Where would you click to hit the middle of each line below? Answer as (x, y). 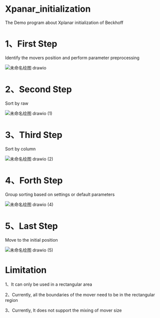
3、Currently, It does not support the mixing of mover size (63, 310)
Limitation (26, 270)
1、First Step (31, 44)
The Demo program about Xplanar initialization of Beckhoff (64, 23)
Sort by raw (17, 103)
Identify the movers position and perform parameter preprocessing (72, 58)
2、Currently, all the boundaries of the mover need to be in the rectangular (80, 295)
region (11, 300)
